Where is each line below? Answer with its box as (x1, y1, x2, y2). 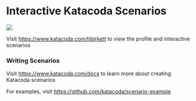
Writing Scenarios (6, 56, 60, 65)
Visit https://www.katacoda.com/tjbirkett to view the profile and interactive (6, 35, 191, 42)
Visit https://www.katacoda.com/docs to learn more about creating (6, 70, 171, 77)
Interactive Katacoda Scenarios (6, 4, 167, 18)
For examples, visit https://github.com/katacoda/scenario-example (6, 88, 171, 95)
